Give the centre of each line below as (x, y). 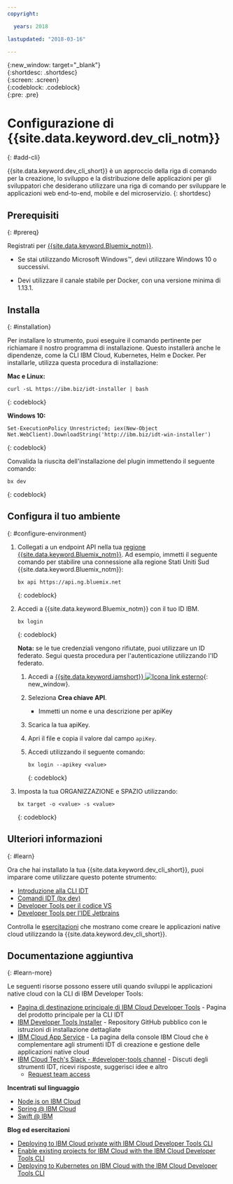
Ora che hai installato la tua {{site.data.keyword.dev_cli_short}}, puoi (106, 869)
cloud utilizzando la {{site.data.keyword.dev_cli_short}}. (87, 934)
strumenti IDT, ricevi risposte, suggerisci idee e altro (93, 1067)
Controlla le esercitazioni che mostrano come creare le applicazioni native (114, 926)
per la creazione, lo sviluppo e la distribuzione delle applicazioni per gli (110, 179)
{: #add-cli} (24, 158)
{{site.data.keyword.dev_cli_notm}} (114, 138)
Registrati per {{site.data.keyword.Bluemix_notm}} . (80, 246)
